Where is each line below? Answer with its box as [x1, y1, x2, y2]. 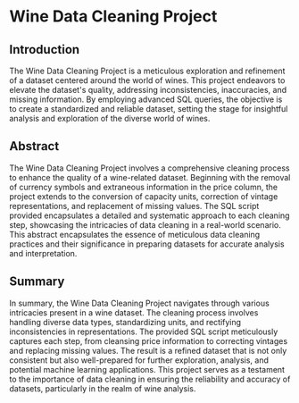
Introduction [9, 42, 80, 57]
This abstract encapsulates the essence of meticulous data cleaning [9, 229, 261, 239]
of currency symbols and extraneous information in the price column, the [9, 181, 278, 192]
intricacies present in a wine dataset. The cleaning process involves [9, 306, 259, 318]
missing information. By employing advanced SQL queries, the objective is [9, 94, 283, 105]
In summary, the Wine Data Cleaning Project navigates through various [9, 298, 270, 308]
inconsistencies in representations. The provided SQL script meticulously [9, 326, 278, 337]
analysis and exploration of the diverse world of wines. [9, 113, 211, 123]
